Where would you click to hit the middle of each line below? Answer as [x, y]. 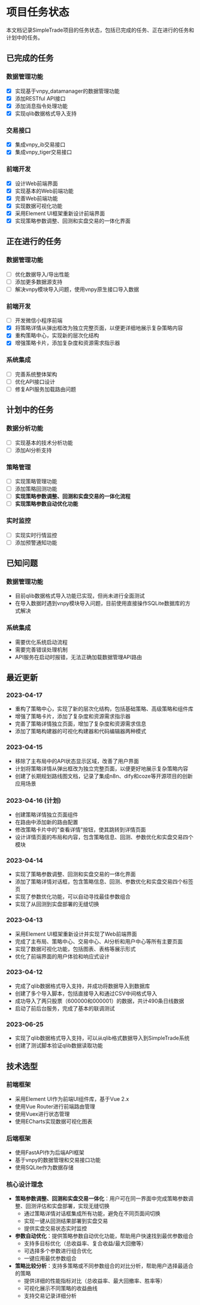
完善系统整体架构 [36, 374]
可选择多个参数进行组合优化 [58, 1251]
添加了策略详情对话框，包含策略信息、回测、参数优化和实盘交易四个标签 [104, 882]
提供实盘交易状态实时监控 [55, 1228]
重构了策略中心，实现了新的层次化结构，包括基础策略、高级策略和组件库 [104, 709]
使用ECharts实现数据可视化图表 [54, 1121]
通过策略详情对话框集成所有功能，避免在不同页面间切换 [92, 1213]
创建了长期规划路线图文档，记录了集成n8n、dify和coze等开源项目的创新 [104, 776]
